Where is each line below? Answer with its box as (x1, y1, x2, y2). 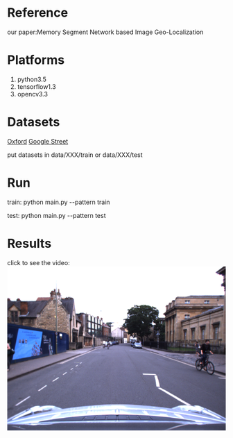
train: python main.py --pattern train (7, 198, 110, 206)
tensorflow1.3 (17, 82, 57, 91)
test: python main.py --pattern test (7, 211, 106, 219)
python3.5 (17, 75, 47, 83)
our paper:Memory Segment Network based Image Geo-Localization (7, 28, 204, 36)
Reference (7, 5, 68, 21)
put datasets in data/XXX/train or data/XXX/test (7, 151, 144, 159)
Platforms (7, 52, 64, 68)
